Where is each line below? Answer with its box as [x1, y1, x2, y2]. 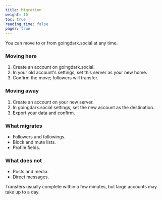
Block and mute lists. [12, 139, 57, 145]
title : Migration [5, 7, 42, 13]
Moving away [5, 87, 39, 94]
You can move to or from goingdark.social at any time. [5, 40, 118, 46]
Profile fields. [12, 144, 40, 151]
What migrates [5, 122, 42, 129]
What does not [5, 157, 42, 164]
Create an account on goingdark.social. [12, 64, 95, 70]
